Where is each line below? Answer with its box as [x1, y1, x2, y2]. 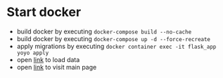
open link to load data [16, 55, 80, 63]
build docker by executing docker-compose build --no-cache [16, 27, 192, 36]
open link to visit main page [16, 63, 97, 71]
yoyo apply [16, 49, 49, 56]
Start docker [6, 4, 82, 20]
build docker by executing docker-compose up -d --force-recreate [16, 34, 211, 42]
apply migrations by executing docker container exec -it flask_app [16, 42, 217, 50]
